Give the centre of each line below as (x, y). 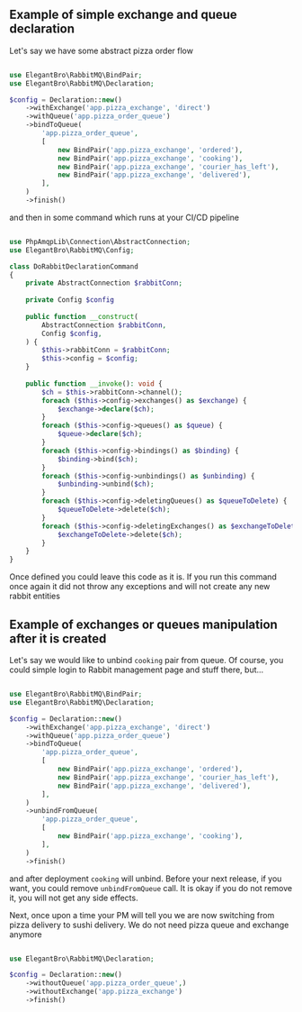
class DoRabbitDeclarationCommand (74, 266)
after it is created (58, 638)
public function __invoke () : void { (94, 383)
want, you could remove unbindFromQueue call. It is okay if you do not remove (151, 888)
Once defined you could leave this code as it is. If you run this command (143, 577)
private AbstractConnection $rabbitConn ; (104, 283)
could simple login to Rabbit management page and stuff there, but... (137, 670)
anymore (26, 934)
